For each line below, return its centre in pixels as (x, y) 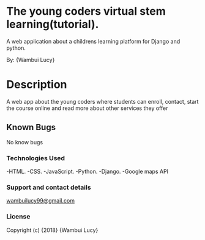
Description (37, 85)
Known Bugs (31, 127)
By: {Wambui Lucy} (31, 60)
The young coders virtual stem (86, 11)
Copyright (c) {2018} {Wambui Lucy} (52, 230)
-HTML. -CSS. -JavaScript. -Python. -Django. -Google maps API (88, 171)
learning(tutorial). (53, 24)
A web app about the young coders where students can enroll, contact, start (102, 101)
